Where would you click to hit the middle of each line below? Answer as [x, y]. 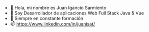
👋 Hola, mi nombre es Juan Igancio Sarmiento [58, 8]
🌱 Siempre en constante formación [47, 18]
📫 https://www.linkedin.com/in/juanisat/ [53, 24]
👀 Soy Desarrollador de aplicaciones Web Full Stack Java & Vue [77, 13]
